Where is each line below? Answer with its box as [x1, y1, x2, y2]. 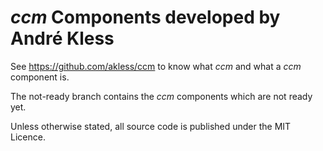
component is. [10, 71, 70, 83]
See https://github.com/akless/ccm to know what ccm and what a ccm [10, 60, 302, 72]
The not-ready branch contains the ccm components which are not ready [10, 90, 313, 102]
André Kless [10, 27, 115, 50]
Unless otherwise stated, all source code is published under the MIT [10, 120, 292, 132]
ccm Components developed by [10, 6, 281, 29]
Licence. [10, 131, 46, 143]
